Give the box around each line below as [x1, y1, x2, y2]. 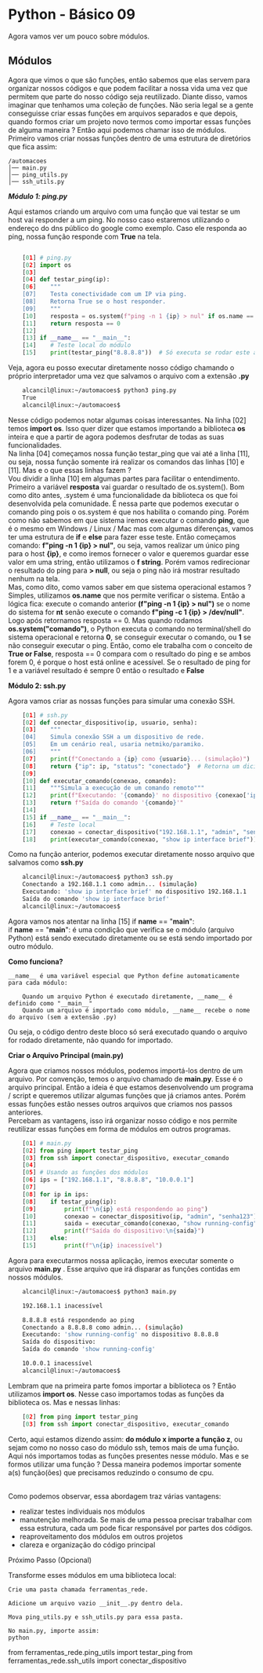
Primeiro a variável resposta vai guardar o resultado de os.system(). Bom [8, 481, 245, 492]
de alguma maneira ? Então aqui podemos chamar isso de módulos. [8, 125, 227, 134]
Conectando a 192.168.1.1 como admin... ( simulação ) [22, 880, 198, 888]
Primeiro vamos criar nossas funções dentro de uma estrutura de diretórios [8, 134, 251, 143]
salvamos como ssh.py [8, 858, 84, 867]
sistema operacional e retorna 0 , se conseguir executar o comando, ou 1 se [8, 632, 252, 642]
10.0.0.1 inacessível [22, 1360, 92, 1367]
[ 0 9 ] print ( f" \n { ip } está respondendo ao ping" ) [22, 1205, 209, 1213]
